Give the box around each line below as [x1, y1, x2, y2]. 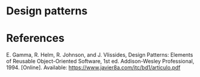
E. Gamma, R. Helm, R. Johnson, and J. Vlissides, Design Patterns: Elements [6, 51, 193, 58]
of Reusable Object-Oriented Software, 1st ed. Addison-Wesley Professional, [6, 58, 195, 65]
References [6, 32, 64, 45]
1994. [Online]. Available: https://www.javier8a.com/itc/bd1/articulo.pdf [6, 64, 181, 71]
